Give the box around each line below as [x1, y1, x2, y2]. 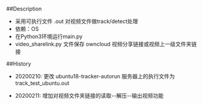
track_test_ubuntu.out [15, 80, 70, 87]
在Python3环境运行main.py [15, 33, 83, 40]
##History [6, 60, 32, 67]
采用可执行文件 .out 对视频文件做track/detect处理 [15, 18, 138, 25]
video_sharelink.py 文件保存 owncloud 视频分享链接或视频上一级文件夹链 [15, 41, 197, 47]
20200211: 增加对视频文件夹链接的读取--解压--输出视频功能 [15, 92, 164, 99]
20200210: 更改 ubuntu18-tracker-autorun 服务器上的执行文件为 [15, 73, 175, 80]
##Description [6, 5, 42, 12]
